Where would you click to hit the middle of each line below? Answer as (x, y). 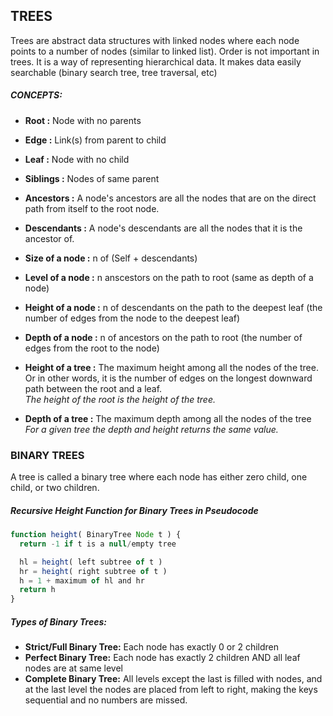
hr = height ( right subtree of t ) (93, 571)
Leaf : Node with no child (77, 159)
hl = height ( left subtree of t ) (91, 562)
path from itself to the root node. (92, 208)
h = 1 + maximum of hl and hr (82, 580)
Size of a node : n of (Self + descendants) (111, 258)
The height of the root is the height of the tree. (120, 399)
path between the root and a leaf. (93, 388)
